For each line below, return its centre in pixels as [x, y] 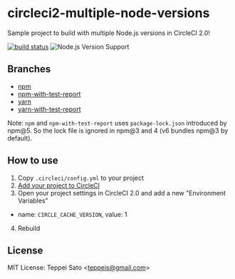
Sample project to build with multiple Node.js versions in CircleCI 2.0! [109, 33]
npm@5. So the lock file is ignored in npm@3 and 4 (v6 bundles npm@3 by [118, 131]
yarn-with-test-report [49, 109]
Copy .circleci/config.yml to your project [81, 178]
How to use [33, 161]
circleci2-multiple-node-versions [109, 13]
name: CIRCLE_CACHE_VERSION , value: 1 [72, 214]
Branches [29, 69]
